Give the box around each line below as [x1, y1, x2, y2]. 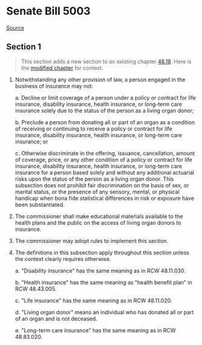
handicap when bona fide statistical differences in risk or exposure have [14, 195, 195, 202]
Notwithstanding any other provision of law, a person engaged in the [14, 76, 186, 83]
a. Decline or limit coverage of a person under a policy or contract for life [14, 94, 196, 101]
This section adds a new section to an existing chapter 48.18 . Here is [21, 57, 192, 65]
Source [6, 24, 24, 31]
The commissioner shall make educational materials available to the [14, 213, 183, 220]
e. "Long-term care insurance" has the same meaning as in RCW [14, 326, 176, 334]
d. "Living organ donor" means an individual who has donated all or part [14, 308, 194, 315]
